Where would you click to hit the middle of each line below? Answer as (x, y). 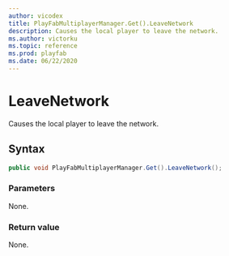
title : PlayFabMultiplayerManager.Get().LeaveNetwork (101, 23)
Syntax (27, 149)
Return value (34, 227)
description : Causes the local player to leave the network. (114, 31)
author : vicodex (36, 16)
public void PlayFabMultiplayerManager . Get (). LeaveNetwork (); (115, 168)
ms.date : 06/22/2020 (43, 62)
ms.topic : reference (43, 46)
